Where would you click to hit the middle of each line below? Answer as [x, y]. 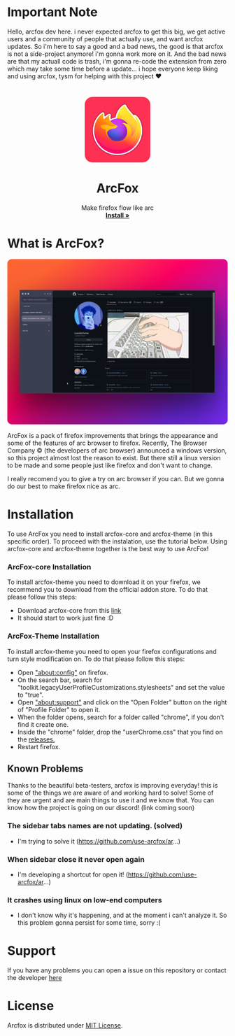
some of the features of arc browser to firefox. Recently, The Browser [107, 443]
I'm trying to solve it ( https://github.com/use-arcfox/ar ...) [99, 841]
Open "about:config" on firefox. [63, 672]
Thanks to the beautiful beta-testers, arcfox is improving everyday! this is [113, 786]
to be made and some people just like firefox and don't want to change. [110, 465]
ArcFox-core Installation [49, 567]
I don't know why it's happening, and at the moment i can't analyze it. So [122, 915]
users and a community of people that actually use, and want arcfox [105, 38]
